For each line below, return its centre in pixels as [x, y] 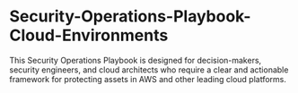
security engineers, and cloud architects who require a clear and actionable [149, 70]
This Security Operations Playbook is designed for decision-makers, [136, 60]
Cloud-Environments [89, 35]
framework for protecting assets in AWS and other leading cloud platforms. [148, 79]
